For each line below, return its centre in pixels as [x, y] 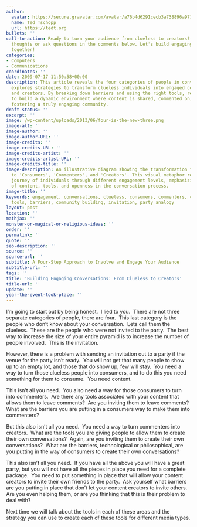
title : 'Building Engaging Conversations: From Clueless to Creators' [94, 278]
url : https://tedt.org [39, 28]
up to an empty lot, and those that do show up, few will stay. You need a [94, 366]
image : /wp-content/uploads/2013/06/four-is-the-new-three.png [85, 121]
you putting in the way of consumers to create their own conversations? [93, 451]
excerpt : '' [21, 115]
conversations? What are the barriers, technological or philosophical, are [95, 446]
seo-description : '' [31, 246]
